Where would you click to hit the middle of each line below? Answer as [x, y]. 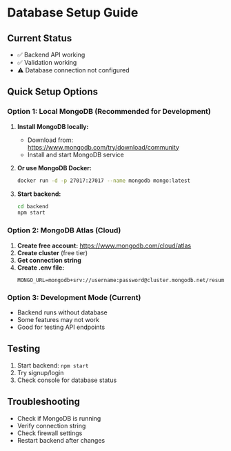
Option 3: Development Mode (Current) [74, 297]
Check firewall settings [50, 433]
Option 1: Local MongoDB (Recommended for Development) [109, 112]
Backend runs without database [62, 312]
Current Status [40, 38]
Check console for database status [67, 380]
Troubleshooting [44, 402]
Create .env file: [41, 268]
